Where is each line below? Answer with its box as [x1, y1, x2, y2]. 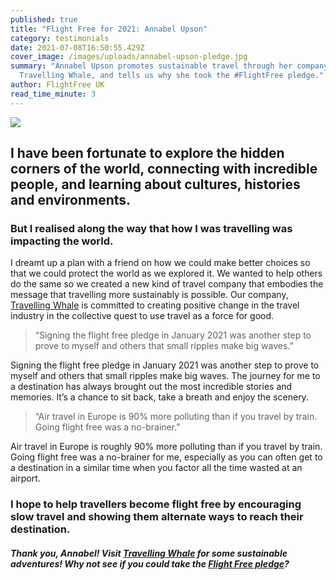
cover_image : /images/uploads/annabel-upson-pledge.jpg [10, 52, 248, 62]
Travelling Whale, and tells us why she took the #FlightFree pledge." [19, 71, 325, 81]
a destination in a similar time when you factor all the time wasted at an [10, 462, 303, 474]
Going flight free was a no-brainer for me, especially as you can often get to [10, 451, 323, 463]
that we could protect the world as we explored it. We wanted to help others [10, 267, 323, 280]
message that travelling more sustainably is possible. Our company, [10, 289, 289, 301]
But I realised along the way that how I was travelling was [10, 221, 293, 235]
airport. [10, 472, 41, 485]
